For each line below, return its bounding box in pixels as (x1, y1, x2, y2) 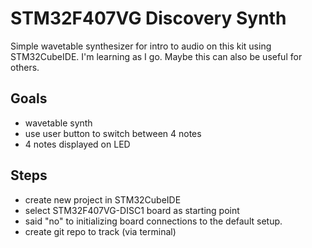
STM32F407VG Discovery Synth (10, 7, 287, 30)
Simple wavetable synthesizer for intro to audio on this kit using (10, 40, 272, 52)
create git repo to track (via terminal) (24, 225, 177, 237)
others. (10, 61, 40, 73)
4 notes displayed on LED (24, 138, 131, 150)
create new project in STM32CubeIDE (24, 193, 182, 206)
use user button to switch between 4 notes (24, 127, 202, 139)
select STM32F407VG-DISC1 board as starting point (24, 204, 240, 216)
